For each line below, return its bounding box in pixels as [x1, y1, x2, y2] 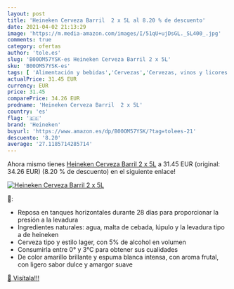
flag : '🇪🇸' [7, 114, 42, 121]
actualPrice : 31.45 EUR [7, 75, 77, 83]
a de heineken [17, 231, 59, 239]
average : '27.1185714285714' [7, 141, 93, 148]
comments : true [7, 36, 52, 43]
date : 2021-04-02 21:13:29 [7, 23, 86, 30]
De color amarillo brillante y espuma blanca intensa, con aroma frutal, [17, 253, 219, 262]
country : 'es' [7, 108, 49, 115]
